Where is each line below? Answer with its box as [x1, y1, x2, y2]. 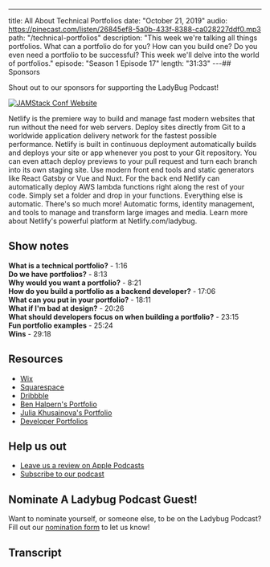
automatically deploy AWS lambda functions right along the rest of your [8, 182, 245, 191]
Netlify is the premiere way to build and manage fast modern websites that [8, 114, 256, 123]
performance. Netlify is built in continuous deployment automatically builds [8, 140, 257, 149]
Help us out [8, 439, 67, 454]
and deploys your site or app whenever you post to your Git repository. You [8, 148, 257, 157]
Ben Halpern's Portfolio [19, 399, 98, 409]
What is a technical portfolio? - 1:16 [8, 260, 128, 270]
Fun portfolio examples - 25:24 [8, 320, 114, 330]
